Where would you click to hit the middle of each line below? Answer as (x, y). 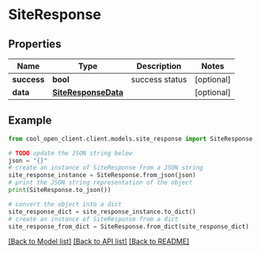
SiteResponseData (88, 92)
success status (159, 79)
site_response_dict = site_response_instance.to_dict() (102, 212)
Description (159, 66)
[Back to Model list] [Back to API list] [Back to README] (99, 241)
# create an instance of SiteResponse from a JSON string (106, 168)
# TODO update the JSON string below (70, 153)
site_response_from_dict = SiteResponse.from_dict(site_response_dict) (129, 226)
